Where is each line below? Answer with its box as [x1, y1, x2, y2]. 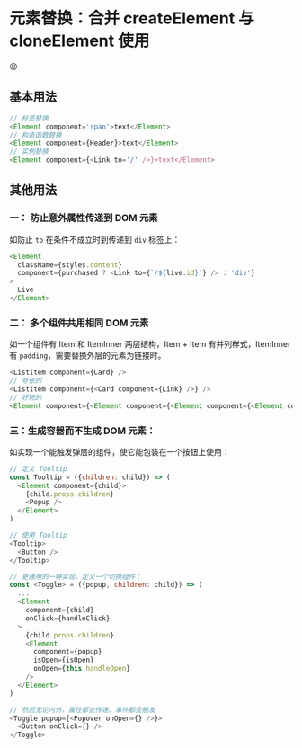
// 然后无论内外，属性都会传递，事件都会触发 [9, 705, 155, 715]
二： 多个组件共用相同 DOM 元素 [9, 316, 149, 329]
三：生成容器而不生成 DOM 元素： [9, 424, 156, 437]
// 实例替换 [9, 147, 49, 156]
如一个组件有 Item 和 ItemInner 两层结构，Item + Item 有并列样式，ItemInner [9, 339, 291, 350]
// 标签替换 [9, 113, 49, 122]
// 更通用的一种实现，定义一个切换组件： [9, 572, 142, 581]
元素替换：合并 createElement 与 [9, 8, 254, 29]
